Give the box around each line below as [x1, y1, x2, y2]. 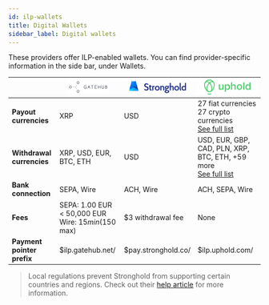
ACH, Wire [123, 184, 159, 194]
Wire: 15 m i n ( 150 [59, 217, 116, 227]
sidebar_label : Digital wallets [8, 30, 116, 38]
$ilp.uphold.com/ [197, 245, 254, 255]
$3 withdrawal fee [123, 213, 184, 223]
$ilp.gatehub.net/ [59, 245, 116, 255]
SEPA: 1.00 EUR [59, 200, 113, 210]
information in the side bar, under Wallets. [8, 61, 147, 71]
